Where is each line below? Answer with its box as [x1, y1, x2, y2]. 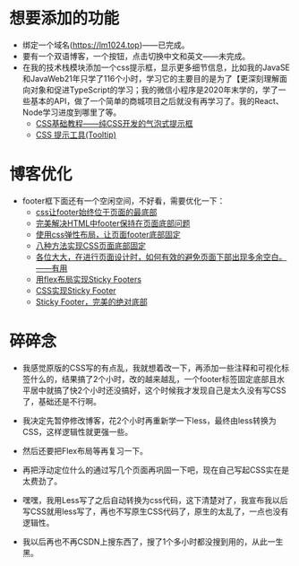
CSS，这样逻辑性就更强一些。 [21, 426, 132, 437]
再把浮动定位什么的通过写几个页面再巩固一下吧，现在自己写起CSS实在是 [21, 464, 289, 475]
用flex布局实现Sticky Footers [35, 274, 141, 284]
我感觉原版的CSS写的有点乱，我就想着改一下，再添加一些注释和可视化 [21, 362, 282, 373]
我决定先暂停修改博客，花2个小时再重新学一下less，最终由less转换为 [21, 414, 277, 426]
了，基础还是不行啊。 [21, 396, 101, 406]
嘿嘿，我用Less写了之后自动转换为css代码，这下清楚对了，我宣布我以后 [21, 494, 288, 505]
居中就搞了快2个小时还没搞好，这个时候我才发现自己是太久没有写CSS [30, 385, 286, 396]
